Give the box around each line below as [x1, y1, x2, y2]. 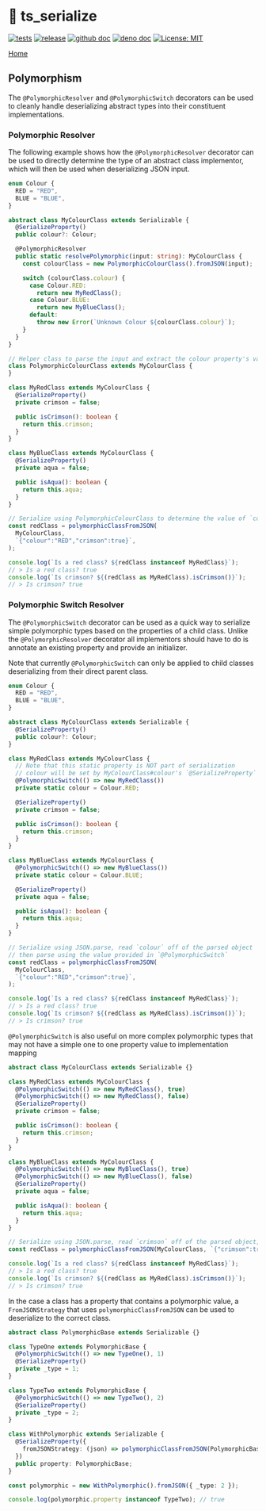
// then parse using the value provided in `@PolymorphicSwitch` [8, 951, 228, 958]
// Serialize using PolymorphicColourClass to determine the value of [8, 515, 246, 522]
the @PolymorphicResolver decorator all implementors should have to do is [8, 634, 249, 644]
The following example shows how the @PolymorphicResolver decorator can [8, 147, 254, 157]
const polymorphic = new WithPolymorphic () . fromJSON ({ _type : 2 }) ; [8, 1482, 239, 1490]
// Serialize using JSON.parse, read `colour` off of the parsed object [8, 943, 253, 952]
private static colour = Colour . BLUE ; [15, 871, 144, 879]
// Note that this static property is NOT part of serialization [15, 762, 236, 770]
